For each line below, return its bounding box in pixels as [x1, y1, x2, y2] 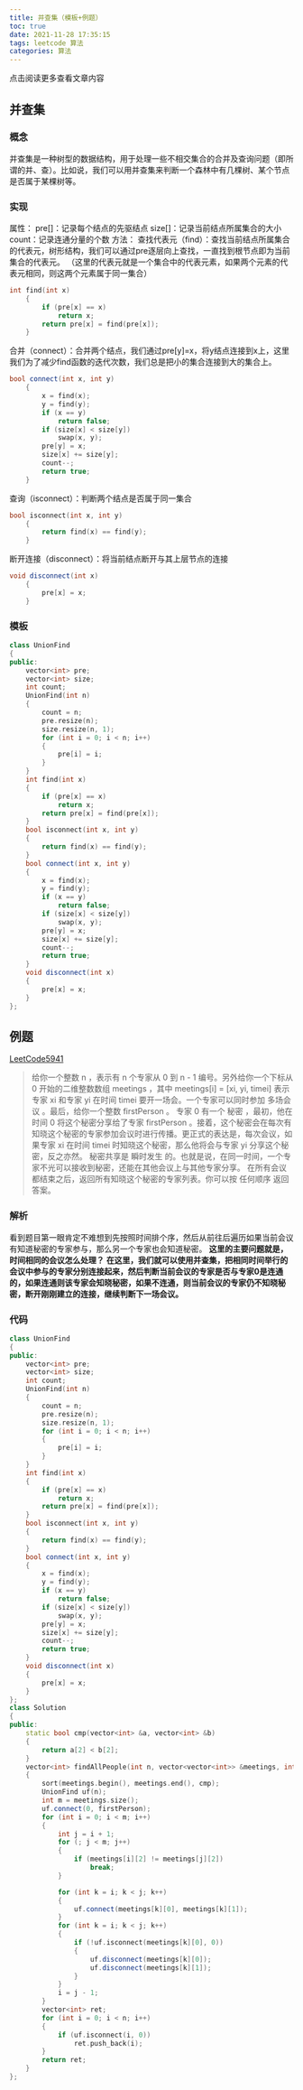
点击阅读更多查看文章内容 [9, 73, 105, 84]
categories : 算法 [9, 47, 72, 56]
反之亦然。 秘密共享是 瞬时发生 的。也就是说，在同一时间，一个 [47, 1151, 284, 1162]
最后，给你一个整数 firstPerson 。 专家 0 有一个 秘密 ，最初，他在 [49, 1106, 293, 1117]
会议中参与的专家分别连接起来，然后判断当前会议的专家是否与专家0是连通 [9, 1266, 284, 1277]
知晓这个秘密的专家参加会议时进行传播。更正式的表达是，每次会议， [31, 1129, 285, 1139]
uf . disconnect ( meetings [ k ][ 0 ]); [89, 1955, 212, 1964]
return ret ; [41, 2056, 87, 2065]
